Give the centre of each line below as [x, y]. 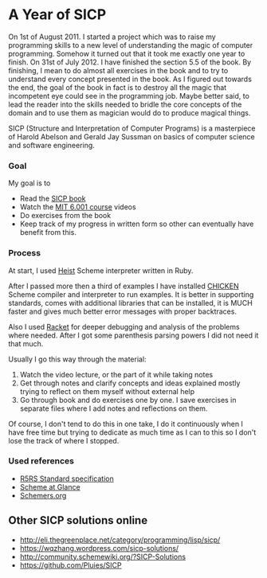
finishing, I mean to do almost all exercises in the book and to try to [118, 70]
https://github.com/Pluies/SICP [71, 565]
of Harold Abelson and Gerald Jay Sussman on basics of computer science [132, 136]
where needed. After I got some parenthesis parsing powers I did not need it [133, 335]
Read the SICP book [53, 199]
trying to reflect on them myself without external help [107, 391]
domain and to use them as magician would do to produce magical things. [130, 112]
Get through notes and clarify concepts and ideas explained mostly [130, 383]
